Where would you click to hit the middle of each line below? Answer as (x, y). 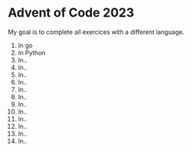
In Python (31, 53)
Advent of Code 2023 (71, 13)
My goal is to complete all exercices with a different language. (96, 32)
